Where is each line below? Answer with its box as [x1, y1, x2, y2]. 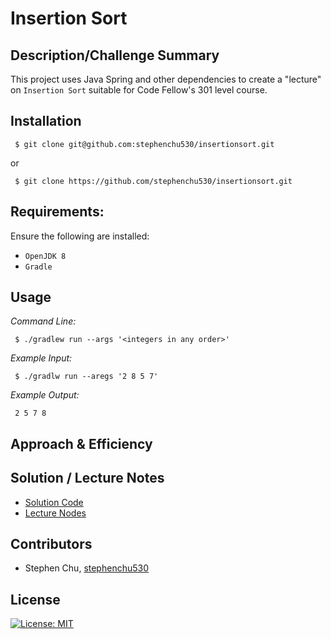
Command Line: [10, 315, 77, 327]
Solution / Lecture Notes [10, 470, 165, 487]
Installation [10, 113, 82, 130]
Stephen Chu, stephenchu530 [24, 562, 149, 574]
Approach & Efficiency [10, 435, 153, 452]
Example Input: [10, 352, 73, 364]
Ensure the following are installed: [10, 230, 150, 242]
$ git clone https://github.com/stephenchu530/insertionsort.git [14, 176, 293, 186]
